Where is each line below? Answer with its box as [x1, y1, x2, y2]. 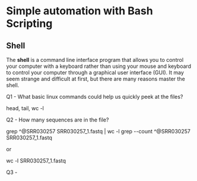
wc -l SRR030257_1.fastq [6, 157, 66, 164]
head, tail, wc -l [6, 105, 45, 111]
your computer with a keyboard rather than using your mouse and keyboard [6, 63, 192, 70]
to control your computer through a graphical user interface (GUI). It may [6, 69, 184, 76]
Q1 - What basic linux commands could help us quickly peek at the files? [6, 93, 183, 100]
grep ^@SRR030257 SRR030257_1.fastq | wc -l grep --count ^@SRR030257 [6, 128, 191, 135]
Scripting [6, 17, 53, 30]
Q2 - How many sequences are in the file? [6, 116, 109, 123]
